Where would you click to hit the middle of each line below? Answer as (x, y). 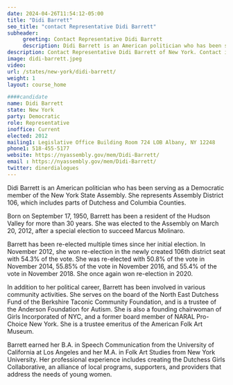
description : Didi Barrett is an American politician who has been (122, 46)
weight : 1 (21, 78)
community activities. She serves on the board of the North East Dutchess (113, 294)
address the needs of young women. (60, 374)
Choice (17, 324)
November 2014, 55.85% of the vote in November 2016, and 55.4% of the (112, 266)
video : (17, 65)
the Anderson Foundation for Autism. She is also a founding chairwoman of (114, 309)
